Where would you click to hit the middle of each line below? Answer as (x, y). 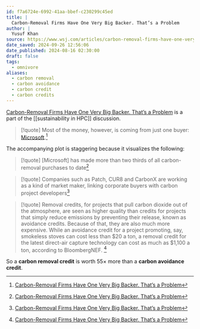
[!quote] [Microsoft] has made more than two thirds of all (90, 160)
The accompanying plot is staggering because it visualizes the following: (95, 149)
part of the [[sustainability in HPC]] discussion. (63, 118)
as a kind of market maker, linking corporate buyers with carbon (99, 186)
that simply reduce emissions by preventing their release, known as (103, 217)
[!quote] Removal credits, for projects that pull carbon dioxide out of (104, 204)
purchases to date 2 (65, 167)
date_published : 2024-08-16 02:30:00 (53, 51)
